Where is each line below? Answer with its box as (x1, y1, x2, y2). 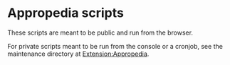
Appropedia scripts (7, 5, 125, 21)
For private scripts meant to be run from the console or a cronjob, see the (7, 42, 223, 50)
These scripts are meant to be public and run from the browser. (7, 28, 194, 37)
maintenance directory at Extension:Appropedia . (7, 49, 150, 58)
